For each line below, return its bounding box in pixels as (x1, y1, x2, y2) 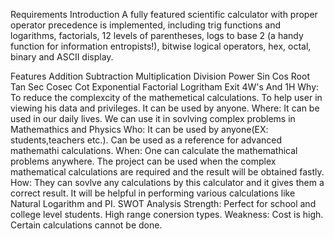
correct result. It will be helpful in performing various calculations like (10, 187, 296, 199)
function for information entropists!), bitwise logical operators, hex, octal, (10, 40, 312, 52)
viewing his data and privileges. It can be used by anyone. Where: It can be (10, 102, 320, 114)
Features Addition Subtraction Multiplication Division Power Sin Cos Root (10, 70, 310, 82)
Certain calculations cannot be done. (10, 219, 163, 231)
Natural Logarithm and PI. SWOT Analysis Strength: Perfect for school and (10, 198, 317, 209)
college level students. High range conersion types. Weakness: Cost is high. (10, 209, 324, 220)
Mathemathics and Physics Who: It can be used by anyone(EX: (10, 124, 269, 135)
